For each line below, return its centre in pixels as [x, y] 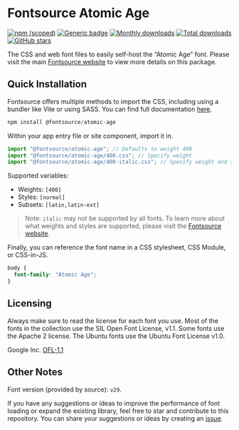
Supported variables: [38, 175]
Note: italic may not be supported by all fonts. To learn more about [125, 218]
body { [17, 268]
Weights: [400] [39, 190]
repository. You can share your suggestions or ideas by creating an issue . [115, 418]
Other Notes [35, 372]
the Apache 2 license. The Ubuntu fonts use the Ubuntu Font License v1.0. [116, 336]
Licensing [30, 303]
